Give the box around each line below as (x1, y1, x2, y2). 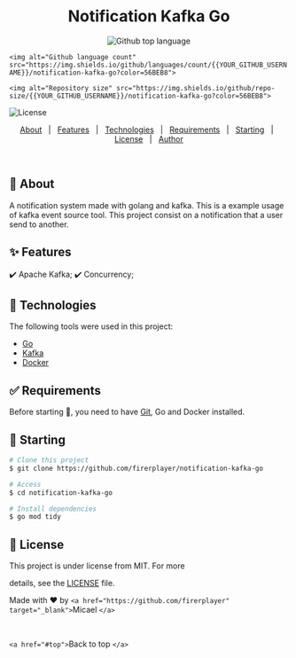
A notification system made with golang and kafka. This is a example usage (9, 200, 284, 210)
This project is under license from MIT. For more (9, 560, 185, 571)
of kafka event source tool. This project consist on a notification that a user (9, 209, 284, 220)
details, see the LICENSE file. (9, 578, 115, 589)
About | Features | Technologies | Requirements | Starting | (19, 124, 274, 135)
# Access (9, 480, 42, 489)
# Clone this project (9, 456, 90, 465)
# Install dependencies (9, 504, 97, 513)
